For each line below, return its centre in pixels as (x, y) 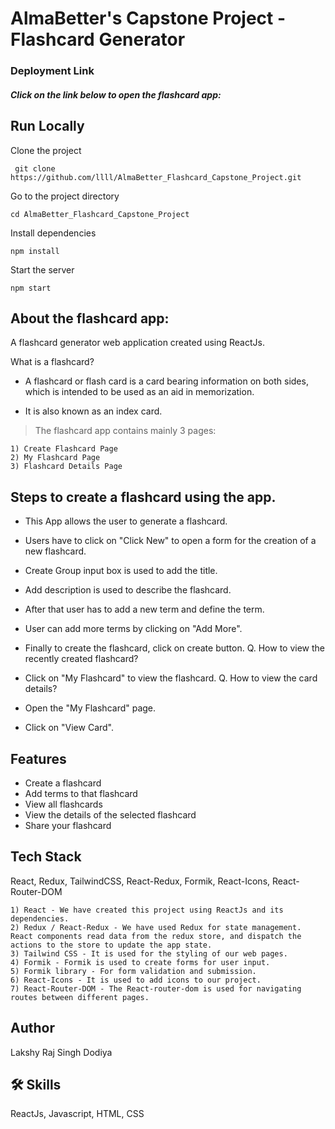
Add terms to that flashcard (81, 793)
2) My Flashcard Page (55, 458)
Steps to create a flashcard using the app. (143, 497)
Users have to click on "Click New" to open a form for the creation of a (170, 541)
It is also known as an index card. (93, 411)
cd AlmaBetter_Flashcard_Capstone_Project (100, 214)
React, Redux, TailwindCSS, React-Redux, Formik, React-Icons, (140, 881)
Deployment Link (52, 71)
